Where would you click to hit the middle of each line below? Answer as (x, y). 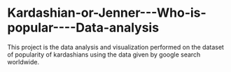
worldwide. (23, 62)
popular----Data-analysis (83, 28)
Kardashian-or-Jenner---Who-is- (107, 13)
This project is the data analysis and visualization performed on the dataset (115, 47)
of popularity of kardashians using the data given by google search (104, 55)
